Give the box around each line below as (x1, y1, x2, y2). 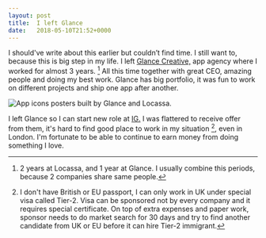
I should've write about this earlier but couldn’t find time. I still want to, (8, 48, 237, 58)
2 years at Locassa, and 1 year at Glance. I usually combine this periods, (19, 163, 256, 173)
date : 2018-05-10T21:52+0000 (8, 26, 112, 34)
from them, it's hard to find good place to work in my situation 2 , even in (8, 122, 243, 133)
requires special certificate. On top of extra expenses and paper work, (19, 204, 249, 213)
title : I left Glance (8, 19, 83, 27)
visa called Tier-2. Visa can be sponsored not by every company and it (19, 195, 251, 205)
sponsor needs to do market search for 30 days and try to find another (19, 212, 251, 222)
